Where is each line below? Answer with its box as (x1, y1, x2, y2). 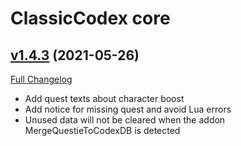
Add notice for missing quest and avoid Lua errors (24, 103, 232, 115)
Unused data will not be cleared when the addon (24, 114, 226, 126)
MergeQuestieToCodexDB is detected (24, 125, 181, 136)
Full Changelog (10, 73, 73, 85)
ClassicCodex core (10, 7, 171, 30)
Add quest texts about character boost (24, 93, 185, 104)
